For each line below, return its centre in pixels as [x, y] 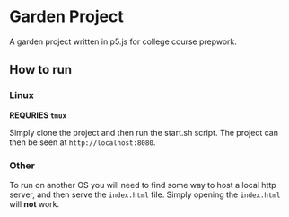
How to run [41, 70]
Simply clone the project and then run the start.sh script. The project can [144, 132]
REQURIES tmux [38, 115]
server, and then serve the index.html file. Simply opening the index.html [145, 194]
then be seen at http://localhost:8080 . [83, 142]
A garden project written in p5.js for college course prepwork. [123, 41]
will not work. [35, 203]
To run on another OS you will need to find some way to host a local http [143, 185]
